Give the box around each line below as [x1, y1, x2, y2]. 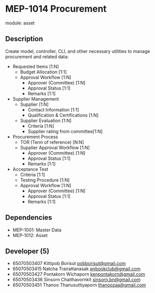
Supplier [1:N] [20, 101, 49, 107]
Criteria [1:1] [20, 171, 46, 178]
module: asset [5, 20, 35, 26]
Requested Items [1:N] [12, 63, 59, 69]
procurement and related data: [5, 53, 69, 60]
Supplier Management [12, 96, 59, 102]
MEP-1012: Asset [12, 232, 48, 238]
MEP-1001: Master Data [12, 227, 62, 233]
